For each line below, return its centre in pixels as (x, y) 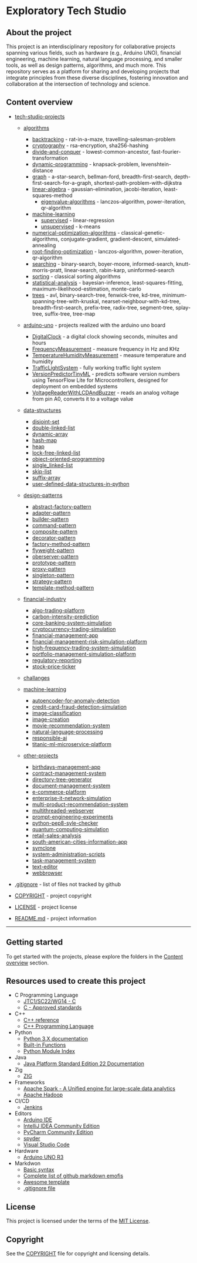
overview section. (28, 963)
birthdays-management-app (66, 767)
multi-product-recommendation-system (80, 804)
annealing (44, 245)
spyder (32, 1139)
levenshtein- (156, 164)
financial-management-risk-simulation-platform (90, 641)
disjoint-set (46, 421)
